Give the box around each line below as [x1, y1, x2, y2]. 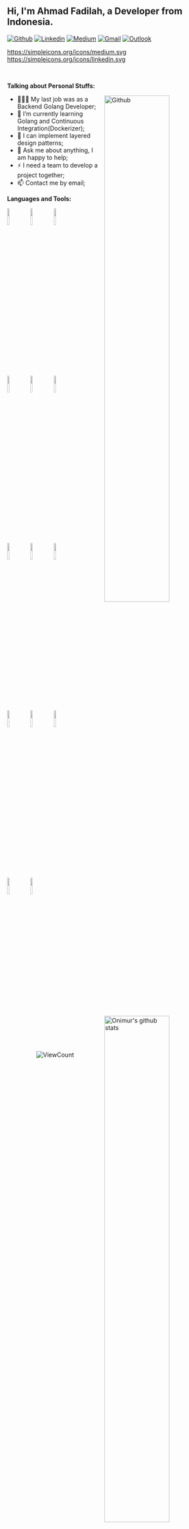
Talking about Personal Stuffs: [7, 82, 95, 90]
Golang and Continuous [16, 117, 84, 125]
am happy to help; [16, 153, 68, 161]
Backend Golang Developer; [16, 102, 97, 111]
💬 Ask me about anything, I [16, 146, 94, 154]
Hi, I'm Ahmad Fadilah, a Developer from [7, 5, 183, 17]
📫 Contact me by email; [16, 179, 86, 187]
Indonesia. [7, 16, 53, 28]
